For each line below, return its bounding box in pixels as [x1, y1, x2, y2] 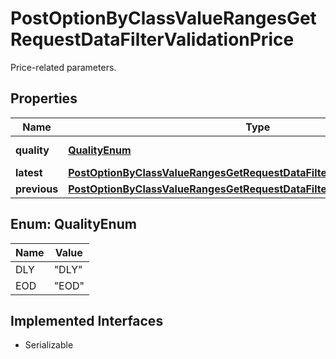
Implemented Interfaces [10, 312, 164, 329]
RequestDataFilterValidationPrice [10, 28, 295, 51]
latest [15, 165, 43, 179]
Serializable [24, 339, 74, 351]
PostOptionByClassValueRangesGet [10, 7, 317, 30]
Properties [10, 90, 78, 107]
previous [15, 182, 59, 196]
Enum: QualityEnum [10, 216, 137, 233]
